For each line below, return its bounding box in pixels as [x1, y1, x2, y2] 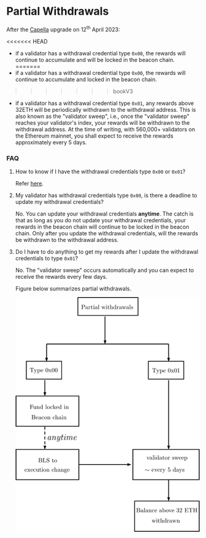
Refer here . [15, 179, 44, 187]
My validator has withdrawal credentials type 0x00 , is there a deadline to [15, 192, 197, 199]
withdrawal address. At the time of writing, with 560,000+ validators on [15, 125, 196, 133]
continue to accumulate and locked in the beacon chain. [15, 76, 158, 83]
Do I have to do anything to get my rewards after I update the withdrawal [15, 248, 199, 255]
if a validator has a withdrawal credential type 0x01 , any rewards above [15, 99, 194, 107]
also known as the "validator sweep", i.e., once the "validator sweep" [15, 112, 190, 120]
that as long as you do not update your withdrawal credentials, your [15, 216, 186, 224]
